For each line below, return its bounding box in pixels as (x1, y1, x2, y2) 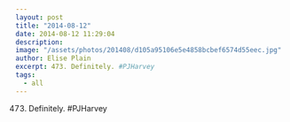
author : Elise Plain (15, 54, 92, 63)
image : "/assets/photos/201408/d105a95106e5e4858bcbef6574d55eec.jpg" (15, 46, 282, 55)
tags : (15, 71, 35, 80)
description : (15, 37, 64, 47)
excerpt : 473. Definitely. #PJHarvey (15, 63, 155, 72)
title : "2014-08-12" (15, 21, 92, 30)
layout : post (15, 12, 64, 22)
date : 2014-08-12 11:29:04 (15, 29, 115, 38)
